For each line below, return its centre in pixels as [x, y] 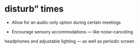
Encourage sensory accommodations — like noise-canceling [72, 32]
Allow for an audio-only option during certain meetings [66, 22]
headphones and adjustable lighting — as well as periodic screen [69, 41]
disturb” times [34, 9]
